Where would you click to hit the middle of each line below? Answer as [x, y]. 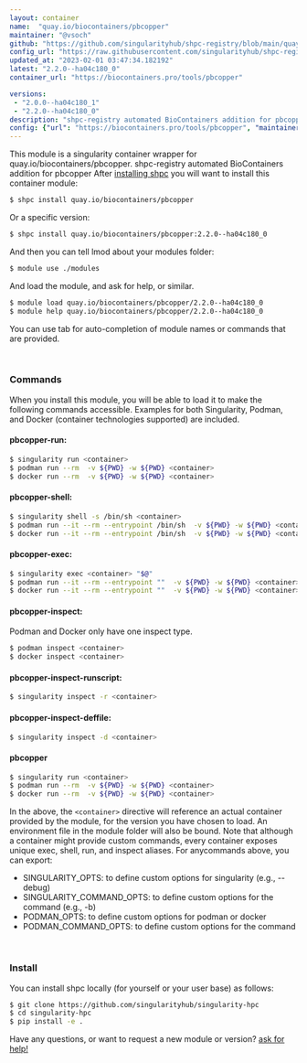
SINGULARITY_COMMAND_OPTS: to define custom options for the [148, 897]
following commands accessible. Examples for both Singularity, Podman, [146, 409]
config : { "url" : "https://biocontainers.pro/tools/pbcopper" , [130, 128]
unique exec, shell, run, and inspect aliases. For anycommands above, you [149, 851]
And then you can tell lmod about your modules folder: [112, 252]
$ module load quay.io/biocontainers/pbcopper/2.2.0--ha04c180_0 [136, 303]
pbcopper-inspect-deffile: [60, 717]
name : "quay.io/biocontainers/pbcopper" [90, 27]
